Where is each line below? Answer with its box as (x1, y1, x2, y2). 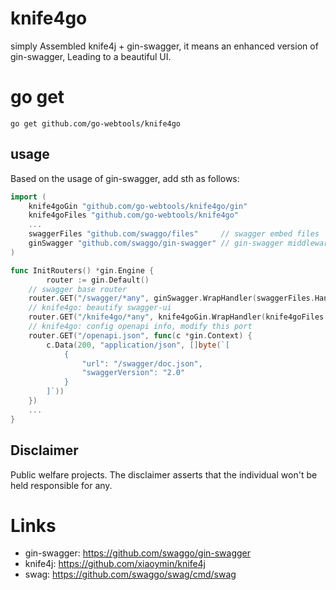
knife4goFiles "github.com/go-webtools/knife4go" (28, 210, 240, 221)
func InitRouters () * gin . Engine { (10, 265, 155, 276)
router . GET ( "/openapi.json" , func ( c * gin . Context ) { (28, 330, 253, 341)
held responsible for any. (10, 479, 113, 491)
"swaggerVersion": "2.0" (81, 368, 186, 378)
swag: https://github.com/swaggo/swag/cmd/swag (24, 568, 237, 581)
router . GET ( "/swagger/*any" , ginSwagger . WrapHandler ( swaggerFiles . (28, 293, 315, 304)
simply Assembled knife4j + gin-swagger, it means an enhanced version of (10, 40, 319, 52)
